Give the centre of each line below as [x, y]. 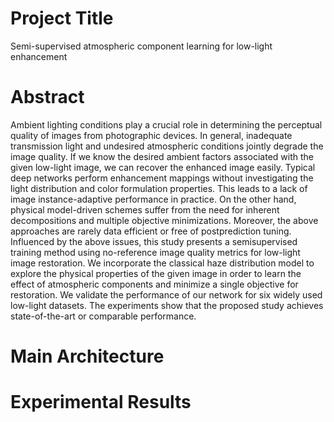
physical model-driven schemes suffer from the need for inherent [145, 209]
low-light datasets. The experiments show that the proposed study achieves [167, 305]
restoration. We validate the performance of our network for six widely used [166, 294]
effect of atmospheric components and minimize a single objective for [154, 284]
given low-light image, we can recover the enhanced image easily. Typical [163, 167]
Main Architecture [87, 356]
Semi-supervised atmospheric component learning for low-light [141, 46]
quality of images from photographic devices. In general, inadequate [151, 135]
